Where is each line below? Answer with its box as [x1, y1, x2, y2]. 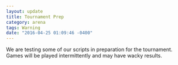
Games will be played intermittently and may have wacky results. [6, 52, 163, 59]
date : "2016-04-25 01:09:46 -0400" [6, 30, 93, 36]
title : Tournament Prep [6, 14, 64, 20]
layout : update [6, 8, 43, 15]
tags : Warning [6, 24, 41, 31]
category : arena [6, 19, 46, 25]
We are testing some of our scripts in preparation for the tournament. [6, 46, 173, 53]
